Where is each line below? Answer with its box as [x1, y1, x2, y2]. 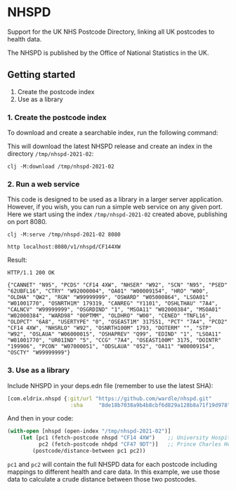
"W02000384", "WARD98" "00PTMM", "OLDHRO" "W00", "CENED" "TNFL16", [7, 312, 212, 319]
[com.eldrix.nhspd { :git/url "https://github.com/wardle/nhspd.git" [7, 395, 212, 402]
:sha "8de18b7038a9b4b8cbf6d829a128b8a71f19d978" [70, 402, 231, 409]
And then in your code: [7, 414, 74, 423]
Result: [7, 256, 27, 264]
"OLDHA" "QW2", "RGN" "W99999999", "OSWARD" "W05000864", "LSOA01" [7, 294, 209, 301]
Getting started [7, 69, 76, 81]
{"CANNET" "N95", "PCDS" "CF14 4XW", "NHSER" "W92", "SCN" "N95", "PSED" [7, 282, 228, 289]
